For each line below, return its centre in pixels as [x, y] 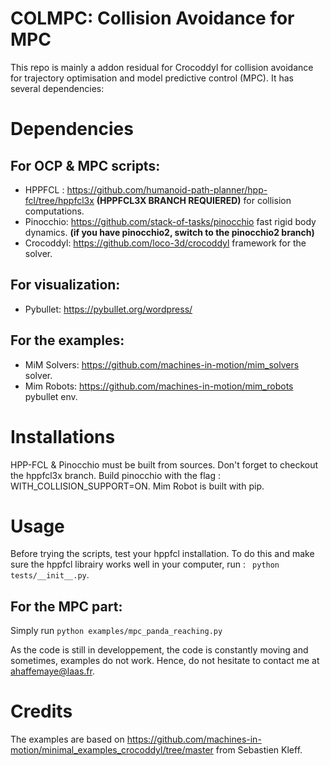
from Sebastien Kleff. [259, 750]
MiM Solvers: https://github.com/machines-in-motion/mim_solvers [162, 364]
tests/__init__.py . [50, 575]
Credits [41, 711]
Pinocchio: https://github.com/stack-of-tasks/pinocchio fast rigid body [170, 221]
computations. [54, 211]
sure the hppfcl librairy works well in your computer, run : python [145, 564]
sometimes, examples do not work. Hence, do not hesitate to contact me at [165, 661]
